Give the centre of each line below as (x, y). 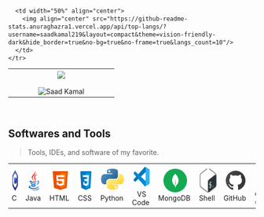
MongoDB (174, 198)
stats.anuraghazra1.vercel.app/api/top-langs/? (88, 27)
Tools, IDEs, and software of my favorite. (93, 153)
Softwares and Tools (60, 133)
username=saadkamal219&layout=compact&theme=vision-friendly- (112, 35)
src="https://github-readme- (140, 19)
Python (112, 198)
